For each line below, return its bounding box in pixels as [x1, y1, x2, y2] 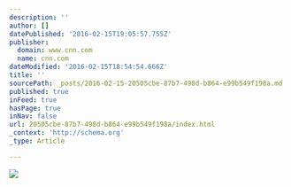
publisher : [9, 37, 50, 47]
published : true [9, 87, 69, 96]
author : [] [9, 21, 50, 30]
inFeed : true [9, 95, 57, 105]
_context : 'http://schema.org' [9, 129, 125, 137]
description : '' [9, 12, 69, 22]
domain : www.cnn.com [17, 46, 93, 55]
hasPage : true [9, 104, 62, 113]
